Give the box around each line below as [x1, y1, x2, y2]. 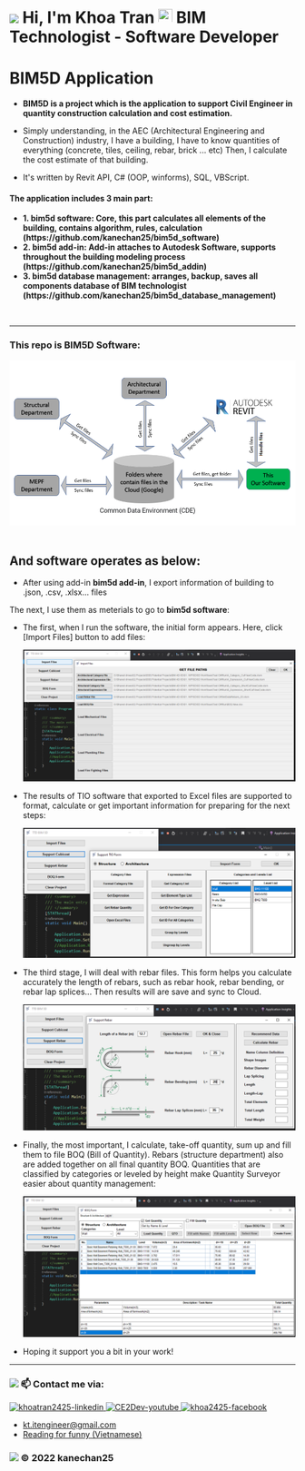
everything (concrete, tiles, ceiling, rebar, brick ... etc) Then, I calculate [22, 144, 288, 156]
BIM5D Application [9, 68, 154, 89]
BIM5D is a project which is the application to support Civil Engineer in [22, 98, 293, 109]
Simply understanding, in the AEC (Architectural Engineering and [22, 125, 265, 136]
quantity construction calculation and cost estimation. [22, 108, 233, 119]
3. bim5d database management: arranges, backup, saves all [22, 271, 259, 281]
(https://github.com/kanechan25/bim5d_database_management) [22, 290, 277, 301]
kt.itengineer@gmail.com [22, 1419, 116, 1430]
